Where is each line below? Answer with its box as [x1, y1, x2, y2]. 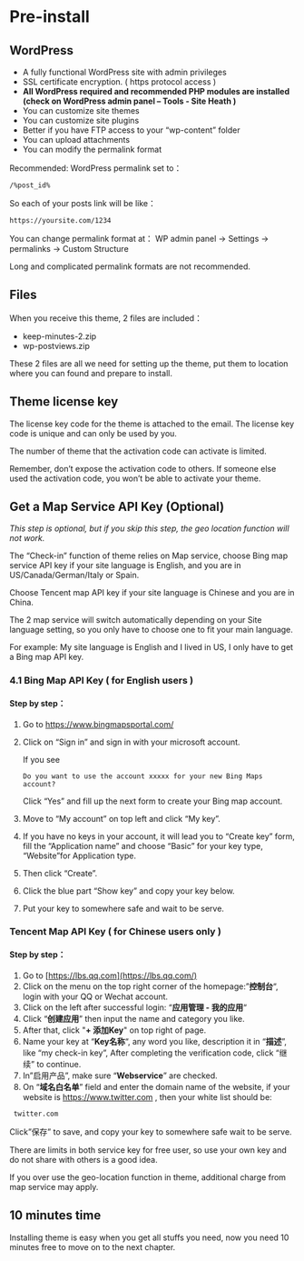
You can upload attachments [22, 135, 130, 145]
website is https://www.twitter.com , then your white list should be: [22, 1091, 272, 1102]
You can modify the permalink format [22, 144, 162, 155]
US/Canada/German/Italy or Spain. [9, 570, 140, 581]
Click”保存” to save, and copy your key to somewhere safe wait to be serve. [9, 1126, 292, 1137]
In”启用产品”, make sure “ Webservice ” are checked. [22, 1070, 218, 1081]
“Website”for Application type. [22, 850, 137, 861]
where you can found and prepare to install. [9, 367, 172, 378]
